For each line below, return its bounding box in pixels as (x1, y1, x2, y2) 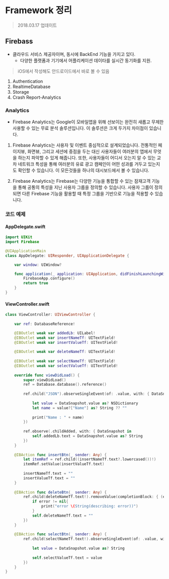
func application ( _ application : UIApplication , (14, 271, 118, 276)
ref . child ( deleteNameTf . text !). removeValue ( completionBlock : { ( (23, 494, 163, 499)
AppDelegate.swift (5, 224, 46, 230)
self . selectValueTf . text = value (32, 555, 102, 560)
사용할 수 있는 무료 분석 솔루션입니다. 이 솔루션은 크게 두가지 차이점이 (12, 125, 148, 131)
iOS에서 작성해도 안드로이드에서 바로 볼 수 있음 (17, 68, 110, 74)
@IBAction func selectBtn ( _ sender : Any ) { (14, 532, 107, 537)
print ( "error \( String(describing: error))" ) (41, 504, 138, 509)
